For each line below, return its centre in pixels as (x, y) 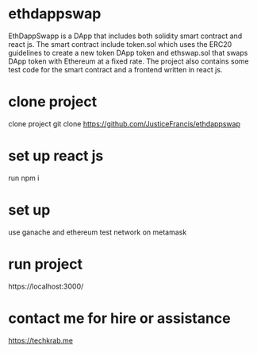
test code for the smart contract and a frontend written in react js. (115, 69)
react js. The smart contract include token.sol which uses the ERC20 (120, 44)
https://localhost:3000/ (46, 286)
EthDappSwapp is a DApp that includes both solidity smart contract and (125, 36)
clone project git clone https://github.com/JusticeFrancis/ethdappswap (124, 123)
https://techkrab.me (41, 340)
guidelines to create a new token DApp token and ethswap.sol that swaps (128, 52)
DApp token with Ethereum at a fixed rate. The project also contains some (128, 61)
